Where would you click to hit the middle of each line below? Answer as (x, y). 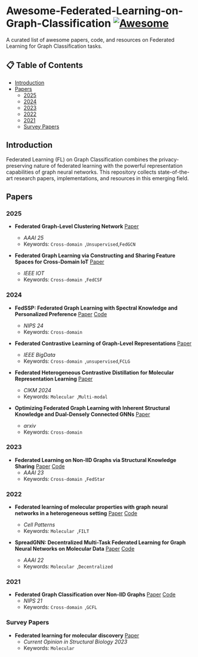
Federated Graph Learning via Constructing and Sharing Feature (95, 256)
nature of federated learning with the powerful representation (108, 165)
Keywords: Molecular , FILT (56, 531)
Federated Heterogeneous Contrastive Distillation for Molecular (94, 372)
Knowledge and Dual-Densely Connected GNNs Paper (82, 414)
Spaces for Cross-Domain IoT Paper (60, 262)
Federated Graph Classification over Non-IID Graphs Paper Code (95, 594)
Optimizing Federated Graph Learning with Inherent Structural (92, 408)
